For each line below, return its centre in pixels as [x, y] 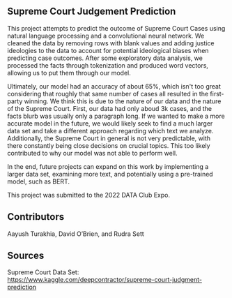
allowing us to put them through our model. [69, 73]
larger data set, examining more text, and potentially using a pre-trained [110, 174]
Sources [26, 256]
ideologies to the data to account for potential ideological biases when [108, 50]
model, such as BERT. [39, 181]
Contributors [36, 217]
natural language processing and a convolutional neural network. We [106, 36]
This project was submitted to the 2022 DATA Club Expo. [89, 195]
